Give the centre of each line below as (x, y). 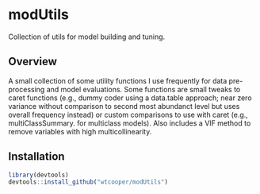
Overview (33, 62)
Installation (36, 157)
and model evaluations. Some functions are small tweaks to (143, 89)
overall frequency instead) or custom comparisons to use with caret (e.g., (128, 114)
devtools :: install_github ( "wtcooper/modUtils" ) (88, 182)
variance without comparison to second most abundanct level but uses (124, 106)
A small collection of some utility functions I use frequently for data (118, 80)
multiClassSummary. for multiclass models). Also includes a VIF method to (130, 123)
